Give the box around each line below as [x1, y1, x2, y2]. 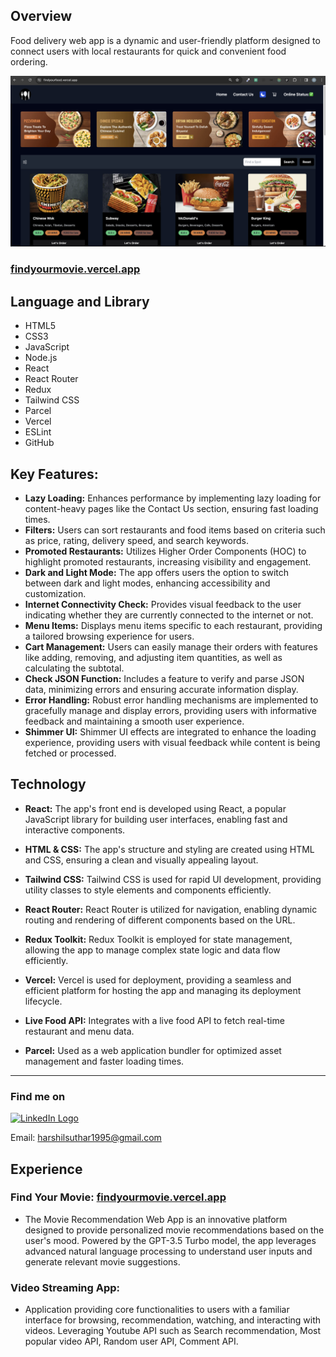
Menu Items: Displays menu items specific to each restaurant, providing [24, 620, 323, 632]
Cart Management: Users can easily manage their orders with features [24, 641, 318, 653]
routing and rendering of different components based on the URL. [24, 914, 296, 926]
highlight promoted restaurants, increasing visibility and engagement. [24, 556, 312, 568]
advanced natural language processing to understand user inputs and [24, 1245, 313, 1257]
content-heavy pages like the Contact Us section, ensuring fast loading [24, 503, 319, 515]
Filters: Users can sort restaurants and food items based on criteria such [24, 524, 326, 536]
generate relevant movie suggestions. [24, 1255, 181, 1268]
